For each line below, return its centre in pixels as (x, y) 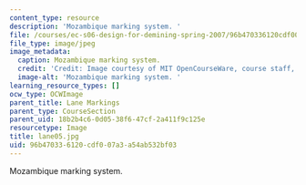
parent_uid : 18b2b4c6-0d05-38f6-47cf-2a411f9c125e (107, 119)
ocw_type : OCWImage (46, 94)
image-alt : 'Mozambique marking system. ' (99, 77)
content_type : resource (55, 18)
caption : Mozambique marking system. (89, 60)
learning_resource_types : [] (65, 86)
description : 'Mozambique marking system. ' (95, 26)
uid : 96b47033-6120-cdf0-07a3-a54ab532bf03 (93, 145)
